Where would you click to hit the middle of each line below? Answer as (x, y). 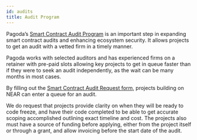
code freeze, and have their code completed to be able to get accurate (92, 112)
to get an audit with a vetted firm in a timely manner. (70, 46)
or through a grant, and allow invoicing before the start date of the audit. (94, 131)
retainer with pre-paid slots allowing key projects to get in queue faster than (98, 64)
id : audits (20, 11)
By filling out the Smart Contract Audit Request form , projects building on (95, 88)
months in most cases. (34, 76)
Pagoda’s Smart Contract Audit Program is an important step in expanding (96, 34)
